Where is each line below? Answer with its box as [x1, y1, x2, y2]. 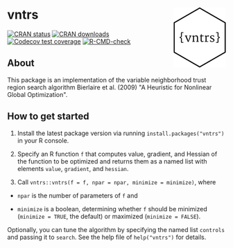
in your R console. [17, 136, 69, 145]
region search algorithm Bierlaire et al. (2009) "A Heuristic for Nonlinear [7, 83, 212, 91]
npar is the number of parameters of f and [17, 191, 138, 200]
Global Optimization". [7, 90, 68, 98]
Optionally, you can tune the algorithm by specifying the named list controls [7, 225, 225, 233]
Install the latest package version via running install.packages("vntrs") [17, 129, 225, 137]
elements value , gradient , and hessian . [17, 164, 129, 172]
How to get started [7, 111, 89, 123]
